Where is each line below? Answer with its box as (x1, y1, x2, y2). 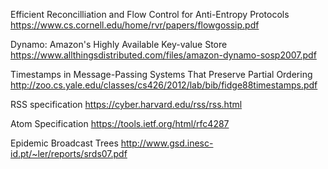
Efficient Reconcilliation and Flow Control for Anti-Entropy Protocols (10, 9, 290, 20)
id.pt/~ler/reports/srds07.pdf (10, 148, 128, 159)
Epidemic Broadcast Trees (10, 137, 119, 149)
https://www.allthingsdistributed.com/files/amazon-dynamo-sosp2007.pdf (10, 49, 317, 61)
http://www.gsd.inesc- (120, 137, 214, 149)
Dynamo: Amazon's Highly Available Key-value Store (10, 39, 228, 50)
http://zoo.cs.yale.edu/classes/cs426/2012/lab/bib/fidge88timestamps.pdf (10, 79, 318, 91)
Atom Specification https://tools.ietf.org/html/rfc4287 (10, 118, 230, 129)
